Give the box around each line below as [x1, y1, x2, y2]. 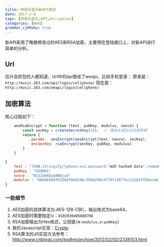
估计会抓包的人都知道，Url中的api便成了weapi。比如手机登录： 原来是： [5, 73, 150, 79]
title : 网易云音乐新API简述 [5, 7, 56, 12]
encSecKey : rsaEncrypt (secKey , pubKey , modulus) [31, 141, 132, 147]
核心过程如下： [5, 113, 35, 119]
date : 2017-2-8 [5, 12, 36, 17]
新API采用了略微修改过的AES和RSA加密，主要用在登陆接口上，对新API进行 [5, 40, 155, 45]
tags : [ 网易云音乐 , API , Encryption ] [5, 16, 74, 21]
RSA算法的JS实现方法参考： [12, 231, 69, 237]
